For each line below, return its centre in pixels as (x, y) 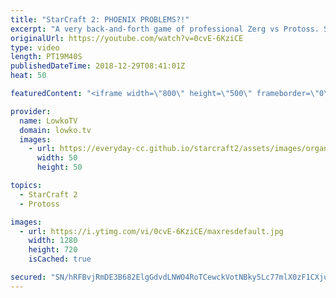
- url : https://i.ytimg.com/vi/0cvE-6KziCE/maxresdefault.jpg (151, 231)
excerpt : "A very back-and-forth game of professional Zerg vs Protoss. (165, 29)
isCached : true (60, 259)
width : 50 (57, 158)
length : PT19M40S (46, 57)
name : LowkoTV (48, 121)
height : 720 (53, 250)
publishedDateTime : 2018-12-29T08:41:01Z (98, 66)
